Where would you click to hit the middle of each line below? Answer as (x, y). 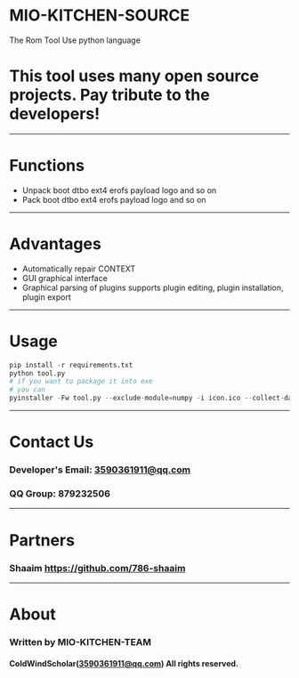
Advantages (56, 244)
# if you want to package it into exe (81, 382)
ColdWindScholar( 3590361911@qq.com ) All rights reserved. (124, 663)
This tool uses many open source (134, 76)
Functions (47, 166)
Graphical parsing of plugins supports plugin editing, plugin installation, (153, 287)
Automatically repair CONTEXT (79, 269)
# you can (28, 390)
